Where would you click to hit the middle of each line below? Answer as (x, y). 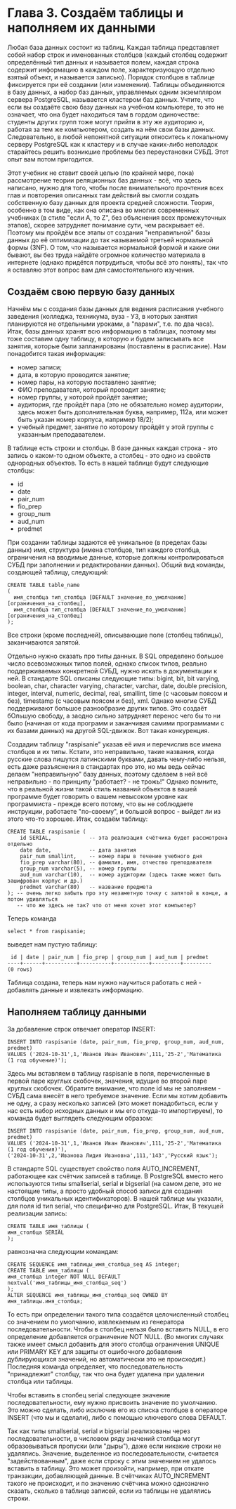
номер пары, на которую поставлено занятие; (87, 382)
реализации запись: (37, 1213)
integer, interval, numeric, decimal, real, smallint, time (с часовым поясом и (118, 693)
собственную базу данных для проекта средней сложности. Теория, (111, 202)
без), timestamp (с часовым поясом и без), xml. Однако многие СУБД (112, 701)
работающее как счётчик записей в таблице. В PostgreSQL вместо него (115, 1176)
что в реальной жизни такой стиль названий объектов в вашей (102, 789)
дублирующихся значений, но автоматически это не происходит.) (107, 1359)
